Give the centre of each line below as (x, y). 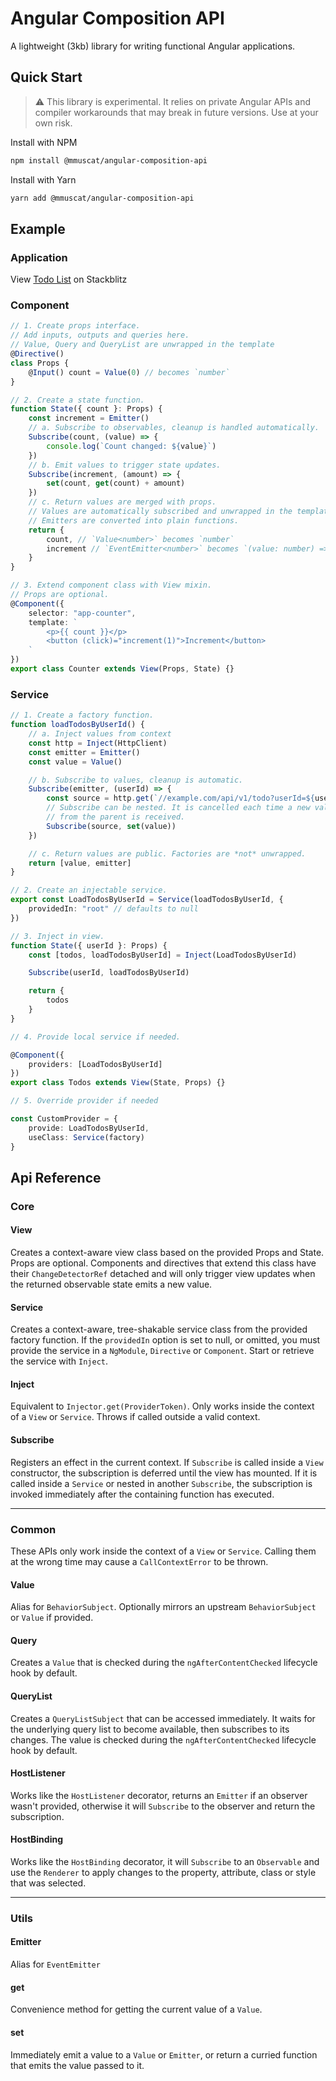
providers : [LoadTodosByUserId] (95, 1064)
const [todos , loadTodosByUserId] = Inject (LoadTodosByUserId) (163, 955)
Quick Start (46, 77)
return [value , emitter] (80, 863)
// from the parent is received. (116, 817)
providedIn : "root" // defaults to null (113, 909)
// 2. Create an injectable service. (89, 890)
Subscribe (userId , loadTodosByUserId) (109, 973)
